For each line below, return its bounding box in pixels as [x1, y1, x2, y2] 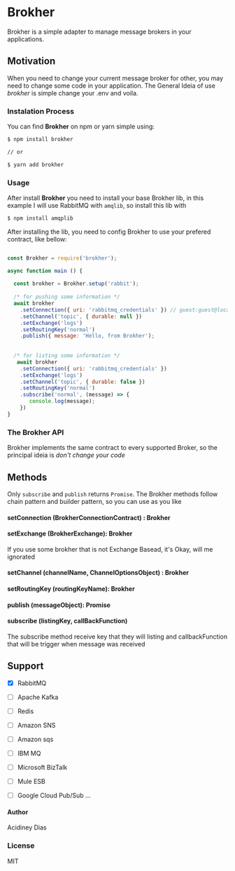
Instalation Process [7, 106, 75, 116]
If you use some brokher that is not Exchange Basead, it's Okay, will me [7, 545, 213, 553]
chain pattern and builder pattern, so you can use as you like [7, 497, 182, 505]
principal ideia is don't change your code [7, 451, 126, 460]
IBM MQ [17, 749, 41, 757]
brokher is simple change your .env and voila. [7, 88, 138, 97]
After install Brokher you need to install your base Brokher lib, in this [7, 194, 204, 202]
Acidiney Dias [7, 823, 47, 832]
